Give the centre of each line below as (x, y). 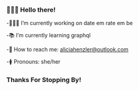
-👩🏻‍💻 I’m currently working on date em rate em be (70, 23)
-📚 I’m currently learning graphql (48, 36)
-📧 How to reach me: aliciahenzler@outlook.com (67, 50)
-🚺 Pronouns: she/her (33, 62)
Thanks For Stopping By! (44, 80)
